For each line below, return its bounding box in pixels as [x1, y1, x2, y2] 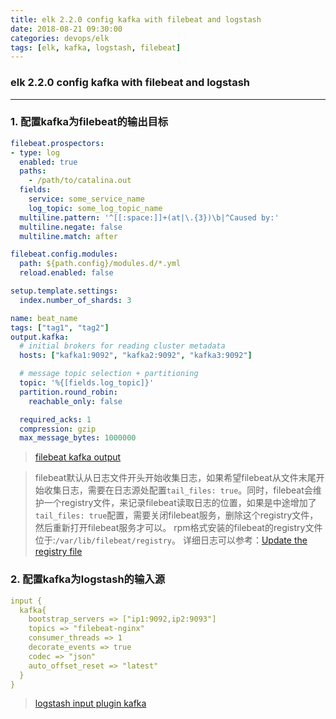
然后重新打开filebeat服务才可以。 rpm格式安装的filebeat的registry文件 [34, 522, 323, 534]
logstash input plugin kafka [34, 697, 147, 710]
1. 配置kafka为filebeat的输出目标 [10, 115, 169, 129]
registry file [34, 546, 83, 558]
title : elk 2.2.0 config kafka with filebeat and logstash [10, 14, 262, 25]
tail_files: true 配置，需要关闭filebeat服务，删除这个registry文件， [34, 509, 319, 521]
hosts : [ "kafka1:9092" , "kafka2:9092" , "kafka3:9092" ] [19, 351, 253, 361]
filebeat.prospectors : [10, 138, 105, 148]
